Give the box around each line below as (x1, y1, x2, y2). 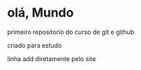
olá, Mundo (7, 5, 74, 21)
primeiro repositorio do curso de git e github (7, 28, 135, 36)
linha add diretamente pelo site (7, 54, 96, 63)
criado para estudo (7, 41, 62, 49)
